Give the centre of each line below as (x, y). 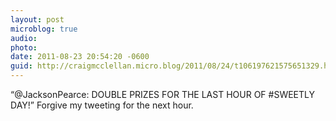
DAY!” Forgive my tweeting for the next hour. (102, 105)
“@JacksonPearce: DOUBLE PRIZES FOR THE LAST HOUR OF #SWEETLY (162, 94)
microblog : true (44, 29)
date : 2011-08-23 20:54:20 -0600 (80, 57)
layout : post (37, 19)
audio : (24, 38)
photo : (24, 47)
